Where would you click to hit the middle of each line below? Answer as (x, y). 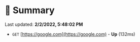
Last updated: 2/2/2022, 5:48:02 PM (44, 24)
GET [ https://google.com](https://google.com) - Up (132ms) (74, 34)
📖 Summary (30, 10)
